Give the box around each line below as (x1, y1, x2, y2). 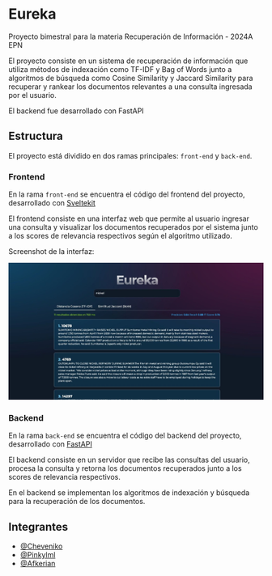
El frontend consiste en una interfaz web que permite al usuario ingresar (8, 214, 249, 223)
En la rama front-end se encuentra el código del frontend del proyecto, (8, 189, 245, 199)
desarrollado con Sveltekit (8, 198, 96, 208)
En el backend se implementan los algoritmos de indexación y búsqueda (8, 488, 250, 498)
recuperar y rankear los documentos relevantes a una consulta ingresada (8, 82, 253, 91)
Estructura (8, 129, 63, 143)
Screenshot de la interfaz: (8, 247, 95, 256)
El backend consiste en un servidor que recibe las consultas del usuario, (8, 455, 250, 465)
